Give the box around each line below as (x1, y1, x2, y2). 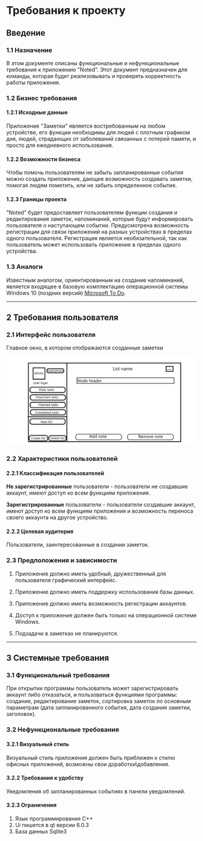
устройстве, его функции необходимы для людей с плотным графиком (6, 129, 190, 136)
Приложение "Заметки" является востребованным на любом (6, 122, 166, 129)
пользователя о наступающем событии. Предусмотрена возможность (6, 222, 189, 229)
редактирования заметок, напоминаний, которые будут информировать (6, 215, 193, 222)
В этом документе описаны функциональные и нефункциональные (6, 59, 179, 67)
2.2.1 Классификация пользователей (6, 469, 105, 476)
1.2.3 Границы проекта (6, 195, 67, 203)
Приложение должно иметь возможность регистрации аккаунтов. (14, 600, 187, 607)
